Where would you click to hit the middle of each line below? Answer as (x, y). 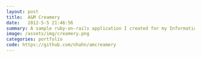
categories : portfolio (34, 39)
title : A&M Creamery (33, 17)
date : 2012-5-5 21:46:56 (40, 23)
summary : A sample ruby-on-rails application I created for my (87, 28)
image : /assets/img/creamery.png (48, 34)
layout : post (22, 12)
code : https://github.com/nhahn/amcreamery (61, 45)
